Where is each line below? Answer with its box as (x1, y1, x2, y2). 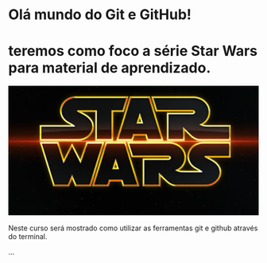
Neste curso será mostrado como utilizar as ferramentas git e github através (8, 223, 258, 233)
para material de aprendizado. (8, 59, 211, 77)
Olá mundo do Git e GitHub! (8, 6, 192, 24)
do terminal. (8, 232, 48, 241)
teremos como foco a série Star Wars (8, 42, 258, 61)
